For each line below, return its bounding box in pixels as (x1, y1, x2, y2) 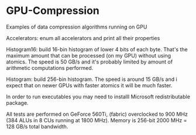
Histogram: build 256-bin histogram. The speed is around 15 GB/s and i (6, 76, 177, 83)
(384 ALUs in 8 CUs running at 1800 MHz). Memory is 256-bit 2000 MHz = (6, 116, 187, 123)
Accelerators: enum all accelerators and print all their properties (6, 34, 160, 41)
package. (6, 99, 29, 106)
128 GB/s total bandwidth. (6, 123, 68, 130)
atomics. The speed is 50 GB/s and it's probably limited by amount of (6, 58, 173, 65)
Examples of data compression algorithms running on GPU (6, 23, 147, 30)
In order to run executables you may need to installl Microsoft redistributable (6, 93, 190, 100)
